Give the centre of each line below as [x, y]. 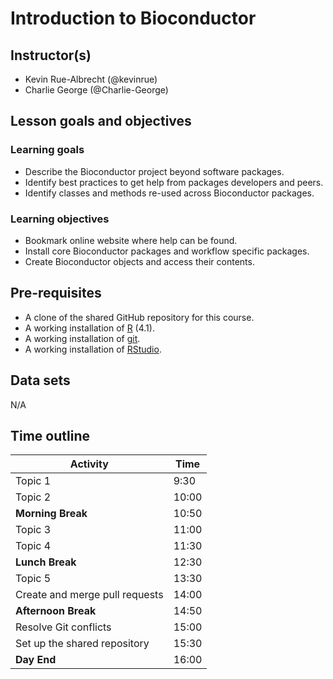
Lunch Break [46, 562]
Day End [36, 660]
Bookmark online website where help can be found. [131, 240]
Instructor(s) [51, 55]
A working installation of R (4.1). [89, 328]
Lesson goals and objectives [101, 121]
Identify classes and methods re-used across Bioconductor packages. [169, 193]
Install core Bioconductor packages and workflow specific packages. [167, 251]
